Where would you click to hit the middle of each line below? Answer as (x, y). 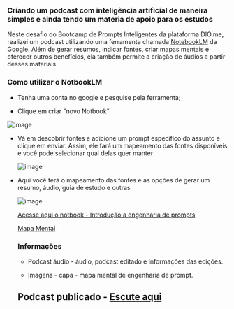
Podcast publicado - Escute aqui (89, 297)
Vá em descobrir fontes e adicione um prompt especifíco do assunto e (118, 138)
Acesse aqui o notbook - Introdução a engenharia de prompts (106, 215)
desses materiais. (32, 64)
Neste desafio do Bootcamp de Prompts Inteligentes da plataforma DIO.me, (116, 34)
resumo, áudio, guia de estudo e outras (74, 187)
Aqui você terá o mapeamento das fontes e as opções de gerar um (114, 180)
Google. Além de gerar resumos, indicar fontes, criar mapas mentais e (108, 49)
